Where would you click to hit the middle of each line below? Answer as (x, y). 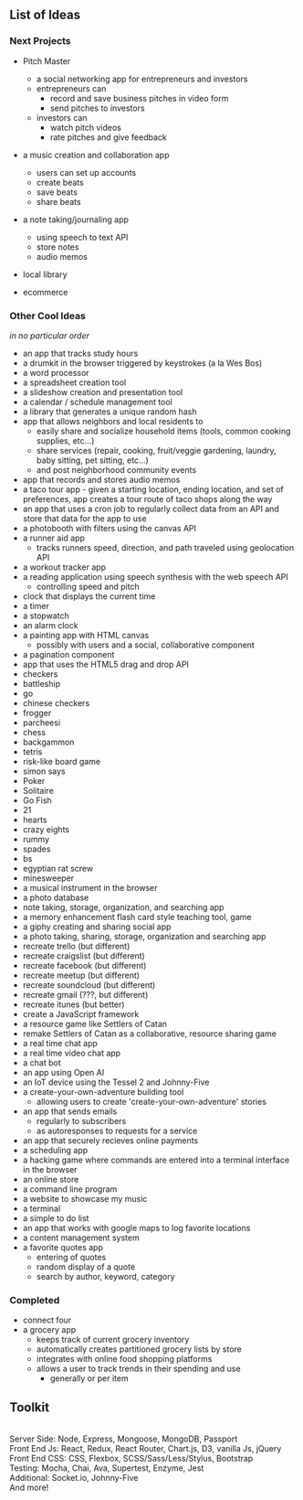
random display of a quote (86, 1267)
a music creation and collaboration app (96, 155)
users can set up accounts (86, 172)
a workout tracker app (64, 567)
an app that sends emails (70, 1111)
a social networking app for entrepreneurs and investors (142, 79)
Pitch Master (47, 61)
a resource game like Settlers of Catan (94, 1023)
